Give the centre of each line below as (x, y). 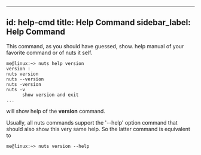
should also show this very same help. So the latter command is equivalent (98, 129)
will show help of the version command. (56, 111)
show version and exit (50, 95)
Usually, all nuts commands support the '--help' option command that (92, 122)
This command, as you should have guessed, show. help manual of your (95, 46)
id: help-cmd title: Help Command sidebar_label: (99, 22)
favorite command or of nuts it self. (49, 52)
